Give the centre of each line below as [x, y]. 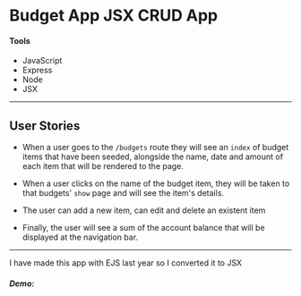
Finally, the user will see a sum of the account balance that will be [144, 228]
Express [37, 70]
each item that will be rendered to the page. [103, 166]
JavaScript [42, 61]
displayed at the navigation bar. [80, 237]
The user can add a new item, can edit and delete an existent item [144, 210]
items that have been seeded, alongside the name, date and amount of [153, 156]
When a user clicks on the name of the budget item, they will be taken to [156, 183]
